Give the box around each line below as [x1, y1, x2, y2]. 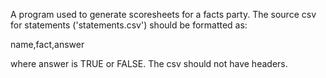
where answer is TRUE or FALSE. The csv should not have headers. [10, 58, 288, 69]
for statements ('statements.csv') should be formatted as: [10, 19, 248, 31]
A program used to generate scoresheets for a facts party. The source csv [10, 9, 317, 20]
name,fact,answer [10, 39, 85, 50]
